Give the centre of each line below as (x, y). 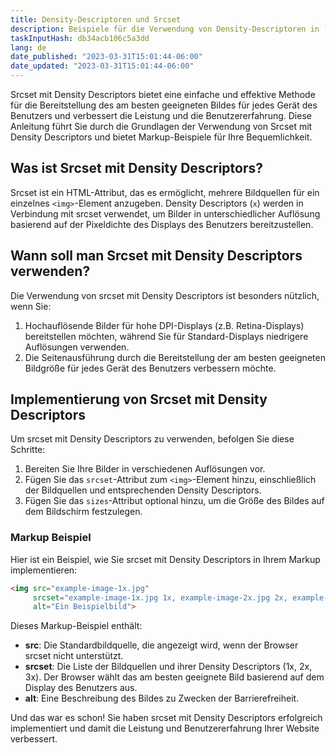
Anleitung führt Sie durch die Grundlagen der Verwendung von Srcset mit (161, 126)
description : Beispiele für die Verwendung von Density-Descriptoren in (165, 29)
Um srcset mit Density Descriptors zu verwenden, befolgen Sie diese (152, 439)
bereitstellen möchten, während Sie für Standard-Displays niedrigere (166, 336)
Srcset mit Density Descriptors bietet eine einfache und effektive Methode (163, 94)
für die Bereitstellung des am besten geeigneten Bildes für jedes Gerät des (164, 105)
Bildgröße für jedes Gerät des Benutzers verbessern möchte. (150, 368)
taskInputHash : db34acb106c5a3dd (80, 38)
